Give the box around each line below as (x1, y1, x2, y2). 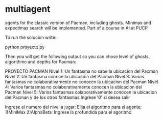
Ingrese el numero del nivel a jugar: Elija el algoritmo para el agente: (5, 104, 142, 110)
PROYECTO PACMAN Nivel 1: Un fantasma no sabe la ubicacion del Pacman (5, 68, 158, 74)
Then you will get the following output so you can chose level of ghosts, (5, 53, 150, 60)
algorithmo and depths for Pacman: (5, 59, 77, 64)
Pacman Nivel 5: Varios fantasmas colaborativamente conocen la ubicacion (5, 89, 157, 95)
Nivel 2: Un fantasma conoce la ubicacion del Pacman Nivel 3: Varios (5, 73, 144, 79)
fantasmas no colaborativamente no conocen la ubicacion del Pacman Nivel (5, 79, 158, 85)
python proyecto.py (5, 44, 45, 50)
